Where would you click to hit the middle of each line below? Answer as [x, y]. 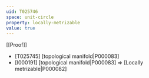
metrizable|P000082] [41, 69]
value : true [21, 28]
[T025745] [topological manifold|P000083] [67, 56]
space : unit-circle [30, 17]
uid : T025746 [22, 12]
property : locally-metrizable [43, 22]
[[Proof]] [17, 45]
